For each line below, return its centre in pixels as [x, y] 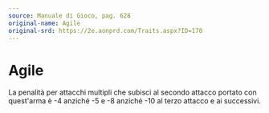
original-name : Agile [45, 23]
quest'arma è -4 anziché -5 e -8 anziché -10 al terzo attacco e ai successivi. [134, 101]
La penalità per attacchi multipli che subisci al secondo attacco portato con [132, 92]
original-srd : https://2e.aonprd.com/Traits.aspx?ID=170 [106, 30]
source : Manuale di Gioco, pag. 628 [69, 16]
